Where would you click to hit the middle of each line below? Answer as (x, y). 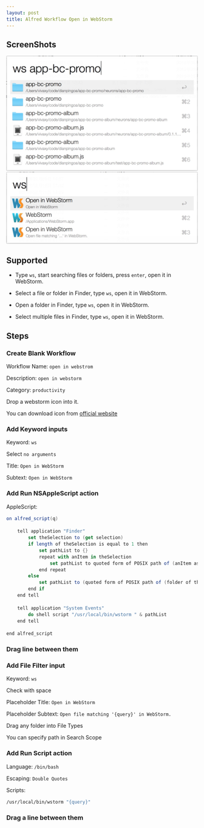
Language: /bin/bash (32, 766)
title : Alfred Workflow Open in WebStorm (59, 19)
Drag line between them (42, 650)
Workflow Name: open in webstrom (50, 366)
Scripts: (16, 790)
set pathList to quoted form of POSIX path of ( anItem (120, 563)
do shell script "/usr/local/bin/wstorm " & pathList (97, 614)
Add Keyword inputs (37, 429)
